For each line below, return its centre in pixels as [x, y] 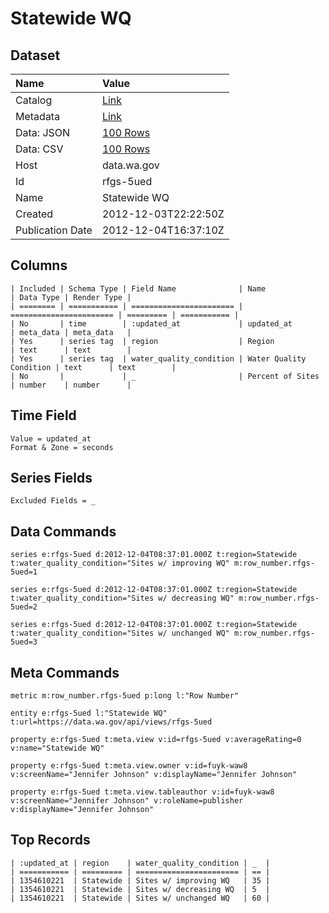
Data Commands [63, 531]
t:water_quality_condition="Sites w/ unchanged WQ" [120, 633]
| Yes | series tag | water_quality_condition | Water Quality [158, 358]
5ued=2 [24, 607]
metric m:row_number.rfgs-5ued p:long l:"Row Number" [125, 696]
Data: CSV [39, 149]
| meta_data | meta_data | [71, 332]
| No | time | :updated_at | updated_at [151, 323]
